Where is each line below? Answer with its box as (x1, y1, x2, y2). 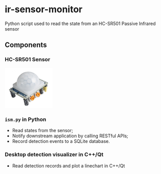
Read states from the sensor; (12, 128, 73, 134)
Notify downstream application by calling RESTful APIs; (12, 133, 128, 139)
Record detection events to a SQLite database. (12, 138, 110, 144)
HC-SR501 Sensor (5, 56, 50, 63)
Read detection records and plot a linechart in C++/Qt (12, 162, 125, 169)
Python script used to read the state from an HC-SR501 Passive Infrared (5, 20, 156, 27)
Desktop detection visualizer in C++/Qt (5, 151, 104, 158)
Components (5, 41, 47, 49)
